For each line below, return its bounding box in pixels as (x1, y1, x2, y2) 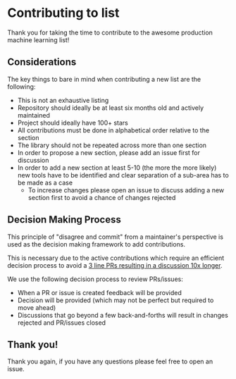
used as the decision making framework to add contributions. (7, 240, 185, 248)
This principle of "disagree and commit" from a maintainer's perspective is (7, 232, 224, 241)
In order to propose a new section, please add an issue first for (17, 148, 201, 156)
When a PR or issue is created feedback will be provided (17, 288, 182, 297)
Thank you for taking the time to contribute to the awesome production (7, 28, 213, 37)
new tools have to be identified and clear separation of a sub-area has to (17, 170, 229, 179)
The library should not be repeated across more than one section (17, 141, 206, 149)
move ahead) (17, 303, 56, 311)
